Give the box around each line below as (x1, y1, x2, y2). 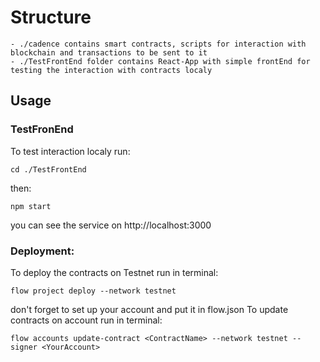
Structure (10, 6, 92, 29)
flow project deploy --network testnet (10, 286, 177, 296)
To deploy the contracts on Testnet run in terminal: (10, 266, 219, 278)
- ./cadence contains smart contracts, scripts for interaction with (10, 39, 307, 49)
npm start (10, 201, 52, 211)
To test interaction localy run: (10, 145, 131, 157)
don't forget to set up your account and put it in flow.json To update (10, 303, 289, 315)
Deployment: (10, 244, 75, 258)
